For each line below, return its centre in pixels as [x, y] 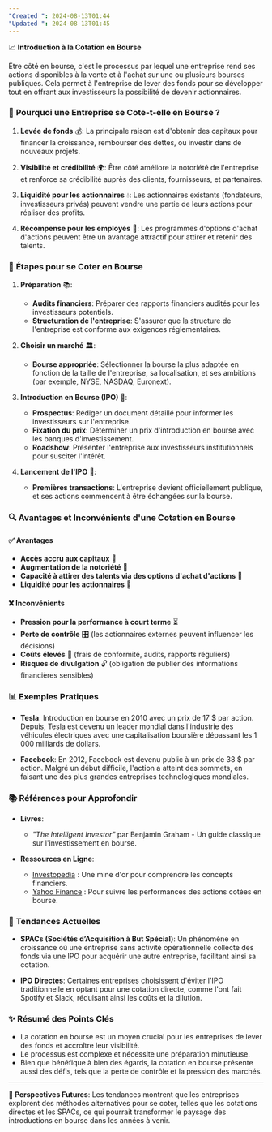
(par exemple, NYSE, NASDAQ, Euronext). [102, 381]
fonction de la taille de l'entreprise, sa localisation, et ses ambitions [144, 373]
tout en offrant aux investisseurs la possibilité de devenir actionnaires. [125, 92]
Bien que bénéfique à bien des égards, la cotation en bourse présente [136, 1062]
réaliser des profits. [53, 213]
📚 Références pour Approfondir [73, 798]
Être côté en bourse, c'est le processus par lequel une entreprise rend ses [132, 66]
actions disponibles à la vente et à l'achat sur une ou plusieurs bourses [127, 75]
